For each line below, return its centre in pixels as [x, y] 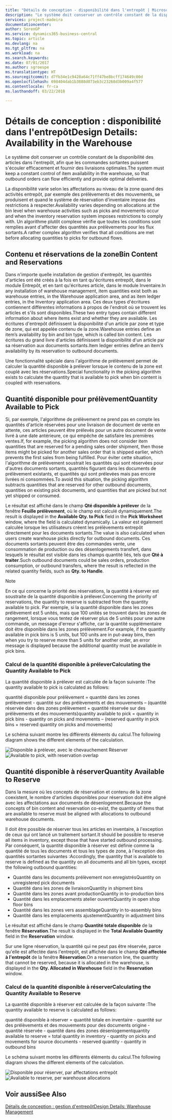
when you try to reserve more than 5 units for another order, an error [78, 640]
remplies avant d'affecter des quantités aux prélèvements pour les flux [80, 227]
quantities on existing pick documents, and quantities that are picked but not [86, 490]
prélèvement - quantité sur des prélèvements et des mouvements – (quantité [86, 703]
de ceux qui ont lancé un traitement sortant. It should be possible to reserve [85, 834]
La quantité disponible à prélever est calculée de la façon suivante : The [80, 682]
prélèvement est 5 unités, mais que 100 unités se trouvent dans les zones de [86, 613]
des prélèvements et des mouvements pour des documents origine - [78, 1026]
